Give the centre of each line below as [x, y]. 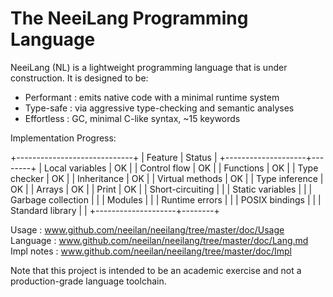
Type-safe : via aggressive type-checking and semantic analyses [159, 108]
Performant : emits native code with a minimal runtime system [152, 97]
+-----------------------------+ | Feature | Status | [114, 157]
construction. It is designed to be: [79, 78]
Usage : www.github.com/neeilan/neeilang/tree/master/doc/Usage [147, 229]
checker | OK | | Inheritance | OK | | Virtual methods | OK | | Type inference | [167, 178]
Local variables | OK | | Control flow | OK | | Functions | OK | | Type [181, 168]
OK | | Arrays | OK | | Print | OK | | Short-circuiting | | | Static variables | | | [161, 189]
